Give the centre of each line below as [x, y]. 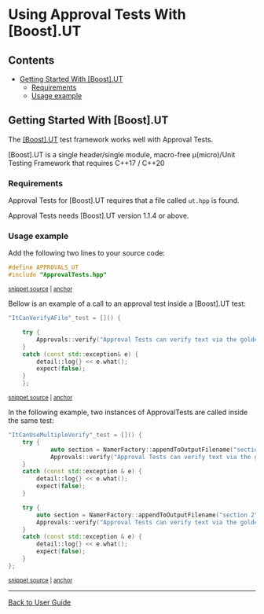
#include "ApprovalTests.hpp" [58, 275]
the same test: [31, 421]
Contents [31, 60]
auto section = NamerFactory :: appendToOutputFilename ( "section [142, 515]
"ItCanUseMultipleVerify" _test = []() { [75, 435]
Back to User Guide [40, 602]
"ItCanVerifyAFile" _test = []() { [65, 318]
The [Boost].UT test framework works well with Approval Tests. [111, 139]
